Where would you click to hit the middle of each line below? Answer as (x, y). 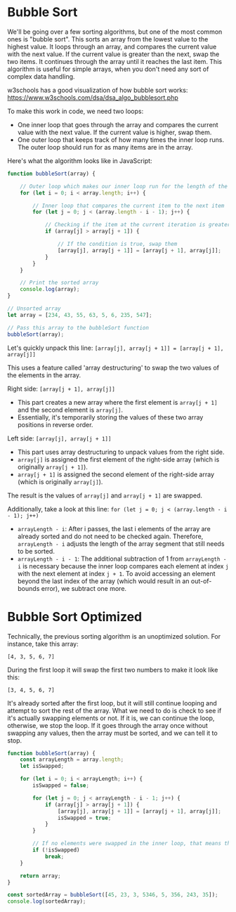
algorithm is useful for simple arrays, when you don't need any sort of (108, 69)
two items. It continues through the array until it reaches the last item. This (115, 61)
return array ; (40, 875)
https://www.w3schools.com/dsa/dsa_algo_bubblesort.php (93, 97)
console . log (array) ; (50, 289)
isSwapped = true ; (84, 818)
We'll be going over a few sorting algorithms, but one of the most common (115, 32)
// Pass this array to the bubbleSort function (78, 327)
